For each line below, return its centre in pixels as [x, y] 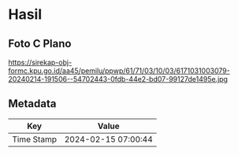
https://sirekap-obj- [40, 62]
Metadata [32, 104]
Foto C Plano [40, 44]
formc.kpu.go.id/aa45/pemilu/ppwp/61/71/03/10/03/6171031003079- [119, 71]
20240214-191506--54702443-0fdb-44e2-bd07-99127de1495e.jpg [118, 79]
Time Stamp [35, 139]
